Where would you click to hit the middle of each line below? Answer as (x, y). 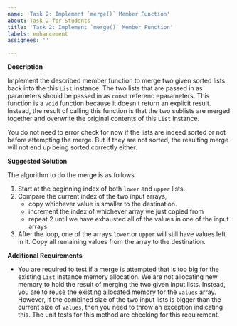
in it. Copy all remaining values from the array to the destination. (112, 242)
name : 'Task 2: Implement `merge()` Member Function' (89, 14)
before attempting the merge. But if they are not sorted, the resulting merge (118, 140)
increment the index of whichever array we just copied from (116, 211)
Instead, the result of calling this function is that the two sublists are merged (119, 111)
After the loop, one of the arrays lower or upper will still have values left (122, 234)
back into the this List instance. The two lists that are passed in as (105, 88)
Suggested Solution (37, 162)
